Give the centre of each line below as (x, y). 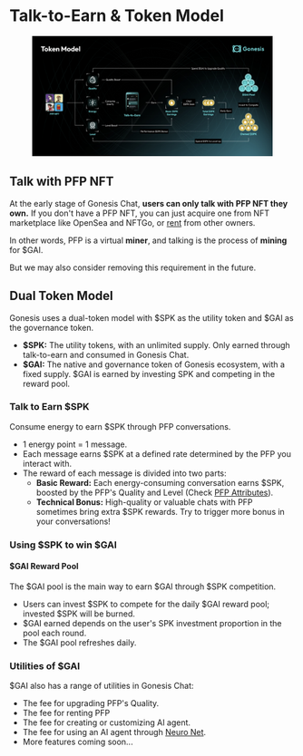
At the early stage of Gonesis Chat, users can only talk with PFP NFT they (149, 203)
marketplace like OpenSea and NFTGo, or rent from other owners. (132, 222)
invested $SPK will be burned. (79, 614)
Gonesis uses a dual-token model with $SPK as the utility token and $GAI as (151, 317)
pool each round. (54, 633)
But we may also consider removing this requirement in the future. (133, 267)
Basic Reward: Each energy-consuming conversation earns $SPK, (160, 482)
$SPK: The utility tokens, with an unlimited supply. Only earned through (156, 344)
